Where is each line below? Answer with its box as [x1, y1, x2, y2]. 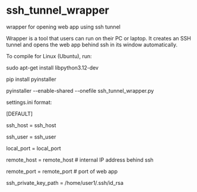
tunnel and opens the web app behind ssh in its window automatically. [6, 41, 178, 48]
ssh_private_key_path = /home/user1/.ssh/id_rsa [6, 179, 123, 186]
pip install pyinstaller [6, 75, 56, 83]
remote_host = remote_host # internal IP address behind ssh [6, 156, 154, 163]
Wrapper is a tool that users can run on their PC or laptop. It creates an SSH [6, 34, 191, 42]
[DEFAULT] [6, 110, 33, 117]
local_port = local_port [6, 144, 61, 152]
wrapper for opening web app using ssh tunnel [6, 23, 120, 30]
